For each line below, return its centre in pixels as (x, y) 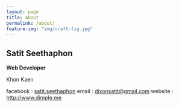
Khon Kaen (20, 80)
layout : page (23, 12)
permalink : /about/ (31, 23)
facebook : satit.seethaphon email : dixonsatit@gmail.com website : (90, 91)
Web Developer (26, 68)
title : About (23, 18)
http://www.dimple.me (34, 98)
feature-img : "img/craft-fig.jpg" (50, 29)
